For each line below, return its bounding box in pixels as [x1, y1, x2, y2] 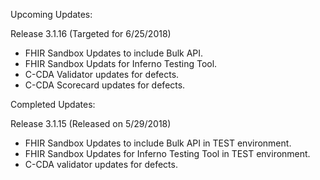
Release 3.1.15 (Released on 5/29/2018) [10, 118, 172, 129]
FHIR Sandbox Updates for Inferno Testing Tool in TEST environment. [24, 148, 311, 159]
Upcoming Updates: [10, 9, 93, 20]
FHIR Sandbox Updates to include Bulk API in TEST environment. [24, 137, 292, 149]
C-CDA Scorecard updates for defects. [24, 79, 186, 91]
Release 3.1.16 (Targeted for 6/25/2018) [10, 28, 172, 39]
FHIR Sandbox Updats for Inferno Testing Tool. [24, 58, 218, 69]
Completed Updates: [10, 99, 96, 110]
